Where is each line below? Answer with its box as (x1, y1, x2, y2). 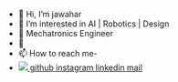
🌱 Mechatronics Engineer (17, 28, 114, 38)
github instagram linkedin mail (29, 62, 143, 73)
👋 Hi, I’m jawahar (17, 9, 82, 19)
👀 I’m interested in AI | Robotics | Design (17, 18, 170, 29)
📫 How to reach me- (17, 48, 98, 58)
